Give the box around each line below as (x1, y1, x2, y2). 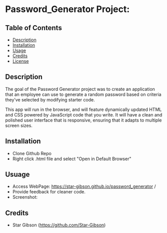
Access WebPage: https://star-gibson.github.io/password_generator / (12, 183, 156, 189)
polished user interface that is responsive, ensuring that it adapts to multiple (5, 117, 162, 123)
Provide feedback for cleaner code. (12, 189, 86, 195)
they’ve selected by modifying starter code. (5, 96, 95, 102)
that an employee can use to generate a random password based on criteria (5, 91, 161, 97)
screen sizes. (5, 122, 32, 129)
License (12, 58, 29, 64)
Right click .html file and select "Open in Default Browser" (12, 156, 131, 162)
